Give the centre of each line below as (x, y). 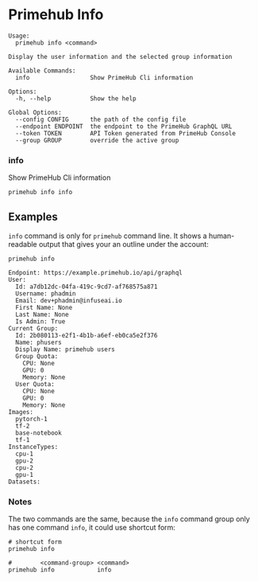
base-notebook (39, 433)
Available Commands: (42, 70)
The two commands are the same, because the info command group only (129, 519)
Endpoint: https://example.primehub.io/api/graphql (95, 273)
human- (222, 236)
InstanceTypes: (33, 447)
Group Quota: (37, 357)
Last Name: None (42, 315)
